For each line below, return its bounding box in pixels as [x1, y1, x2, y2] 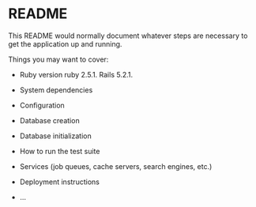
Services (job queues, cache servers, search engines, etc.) [19, 161, 213, 171]
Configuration [19, 100, 65, 110]
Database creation [19, 115, 81, 125]
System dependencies [19, 85, 93, 95]
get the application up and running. [8, 39, 122, 48]
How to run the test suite [19, 146, 100, 156]
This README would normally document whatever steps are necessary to [8, 31, 248, 40]
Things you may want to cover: [8, 55, 109, 64]
